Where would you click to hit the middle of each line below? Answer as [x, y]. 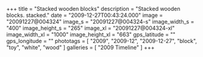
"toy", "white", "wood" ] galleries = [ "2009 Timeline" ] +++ [80, 47]
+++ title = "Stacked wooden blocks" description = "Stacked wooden [94, 9]
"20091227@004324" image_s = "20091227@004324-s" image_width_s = [100, 22]
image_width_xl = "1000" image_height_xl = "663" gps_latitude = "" [91, 35]
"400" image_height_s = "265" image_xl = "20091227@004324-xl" [91, 28]
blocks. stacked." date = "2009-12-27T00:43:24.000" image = [85, 15]
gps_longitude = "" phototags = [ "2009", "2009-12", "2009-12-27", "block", [101, 41]
